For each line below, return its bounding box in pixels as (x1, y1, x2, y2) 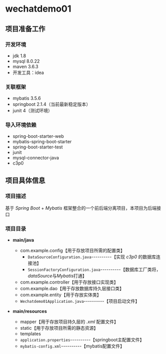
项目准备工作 (5, 24, 46, 33)
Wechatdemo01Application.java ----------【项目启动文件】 (20, 298, 140, 304)
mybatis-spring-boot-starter (12, 139, 72, 145)
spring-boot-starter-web (12, 133, 64, 139)
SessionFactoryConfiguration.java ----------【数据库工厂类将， (27, 266, 161, 272)
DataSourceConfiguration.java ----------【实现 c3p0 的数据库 (27, 254, 156, 260)
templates (20, 331, 41, 337)
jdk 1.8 (12, 53, 26, 59)
